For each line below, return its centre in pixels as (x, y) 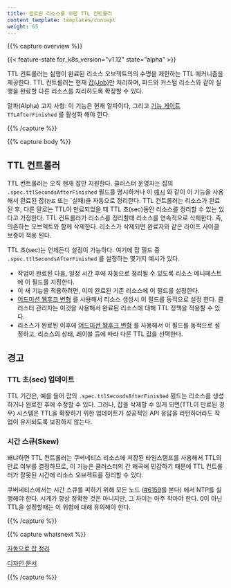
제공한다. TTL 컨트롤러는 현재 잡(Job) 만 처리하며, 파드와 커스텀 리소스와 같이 (111, 82)
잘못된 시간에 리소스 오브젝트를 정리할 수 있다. (82, 475)
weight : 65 (23, 26)
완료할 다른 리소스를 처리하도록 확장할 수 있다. (82, 91)
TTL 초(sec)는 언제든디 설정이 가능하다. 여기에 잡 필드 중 (84, 250)
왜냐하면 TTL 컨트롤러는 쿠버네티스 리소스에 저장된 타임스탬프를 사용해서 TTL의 (114, 458)
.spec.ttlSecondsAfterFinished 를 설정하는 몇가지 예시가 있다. (93, 259)
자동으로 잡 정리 (29, 549)
